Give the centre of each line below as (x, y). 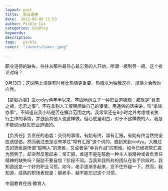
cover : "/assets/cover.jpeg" (37, 47)
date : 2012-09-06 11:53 (31, 19)
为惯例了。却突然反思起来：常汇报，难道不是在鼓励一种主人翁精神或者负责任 (84, 154)
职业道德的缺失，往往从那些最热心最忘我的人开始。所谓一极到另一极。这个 (82, 66)
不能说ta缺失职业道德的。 (31, 125)
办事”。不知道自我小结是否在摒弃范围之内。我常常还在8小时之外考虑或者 (80, 112)
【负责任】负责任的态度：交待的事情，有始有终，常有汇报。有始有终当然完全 (84, 135)
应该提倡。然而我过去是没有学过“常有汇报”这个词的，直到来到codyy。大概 (81, 141)
